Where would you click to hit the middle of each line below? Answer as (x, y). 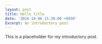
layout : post (18, 9)
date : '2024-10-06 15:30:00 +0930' (41, 18)
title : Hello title (25, 14)
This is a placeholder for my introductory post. (51, 37)
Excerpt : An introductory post (37, 23)
